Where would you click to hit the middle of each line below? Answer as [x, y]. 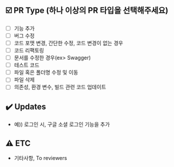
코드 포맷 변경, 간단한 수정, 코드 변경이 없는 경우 [69, 43]
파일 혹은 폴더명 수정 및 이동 [46, 73]
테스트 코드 [27, 65]
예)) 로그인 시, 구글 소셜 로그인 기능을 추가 [62, 124]
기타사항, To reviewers [40, 158]
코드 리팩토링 [29, 50]
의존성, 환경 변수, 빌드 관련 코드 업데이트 [60, 87]
